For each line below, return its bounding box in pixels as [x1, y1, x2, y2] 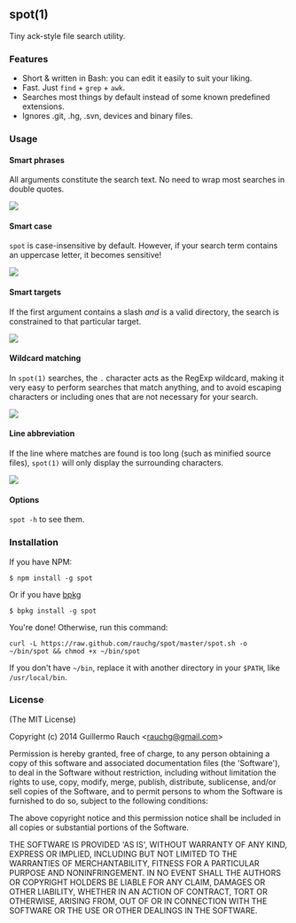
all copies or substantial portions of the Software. [9, 822, 189, 833]
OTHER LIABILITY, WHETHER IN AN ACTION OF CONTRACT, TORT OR [9, 886, 268, 896]
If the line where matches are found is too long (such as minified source [9, 448, 272, 459]
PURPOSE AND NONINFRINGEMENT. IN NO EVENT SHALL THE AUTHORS [9, 867, 282, 878]
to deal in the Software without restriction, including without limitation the [9, 767, 277, 778]
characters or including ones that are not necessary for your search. [9, 391, 259, 402]
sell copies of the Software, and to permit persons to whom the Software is [9, 786, 284, 796]
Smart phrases [9, 154, 65, 165]
